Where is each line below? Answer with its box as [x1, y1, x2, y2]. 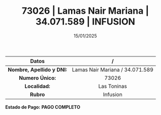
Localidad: [24, 82, 51, 90]
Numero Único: [19, 74, 56, 81]
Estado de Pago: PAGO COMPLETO [5, 104, 80, 110]
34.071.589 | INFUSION [35, 16, 136, 27]
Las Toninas [98, 82, 127, 90]
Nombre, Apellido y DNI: [8, 66, 68, 73]
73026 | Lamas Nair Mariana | [21, 5, 149, 17]
